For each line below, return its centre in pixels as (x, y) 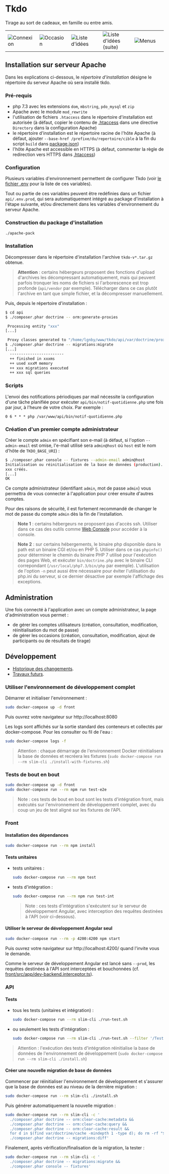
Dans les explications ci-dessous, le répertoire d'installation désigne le (78, 77)
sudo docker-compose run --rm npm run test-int (63, 896)
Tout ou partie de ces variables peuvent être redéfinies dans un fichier (78, 194)
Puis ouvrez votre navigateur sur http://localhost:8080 (61, 717)
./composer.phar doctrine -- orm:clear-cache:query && (68, 1124)
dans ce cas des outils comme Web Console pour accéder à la (82, 529)
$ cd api (14, 312)
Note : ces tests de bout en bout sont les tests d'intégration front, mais (91, 799)
